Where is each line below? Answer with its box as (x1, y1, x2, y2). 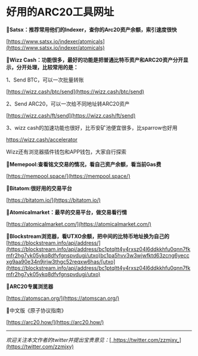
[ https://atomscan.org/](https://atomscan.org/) (6, 295, 120, 302)
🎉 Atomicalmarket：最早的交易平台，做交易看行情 (6, 208, 127, 215)
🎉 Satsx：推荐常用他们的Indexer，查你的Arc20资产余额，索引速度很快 (6, 26, 177, 33)
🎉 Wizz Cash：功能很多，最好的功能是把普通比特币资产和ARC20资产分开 (6, 56, 184, 63)
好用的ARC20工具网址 (6, 5, 114, 19)
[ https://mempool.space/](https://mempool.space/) (6, 172, 131, 179)
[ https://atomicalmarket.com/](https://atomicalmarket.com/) (6, 220, 151, 227)
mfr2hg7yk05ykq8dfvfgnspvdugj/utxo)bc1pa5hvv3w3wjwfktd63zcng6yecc (6, 252, 190, 259)
